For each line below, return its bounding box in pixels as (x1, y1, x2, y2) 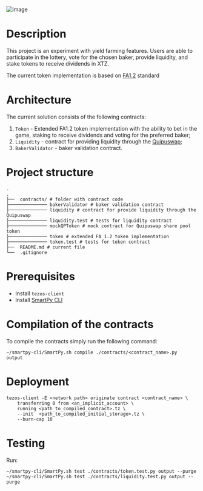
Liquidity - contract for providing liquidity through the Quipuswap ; (15, 137, 183, 145)
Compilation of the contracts (6, 317, 154, 331)
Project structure (6, 166, 94, 179)
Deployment (6, 374, 70, 388)
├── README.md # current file (6, 244, 85, 250)
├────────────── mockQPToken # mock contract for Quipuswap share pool (6, 222, 191, 229)
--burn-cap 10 (17, 416, 53, 422)
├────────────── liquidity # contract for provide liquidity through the (6, 207, 197, 213)
